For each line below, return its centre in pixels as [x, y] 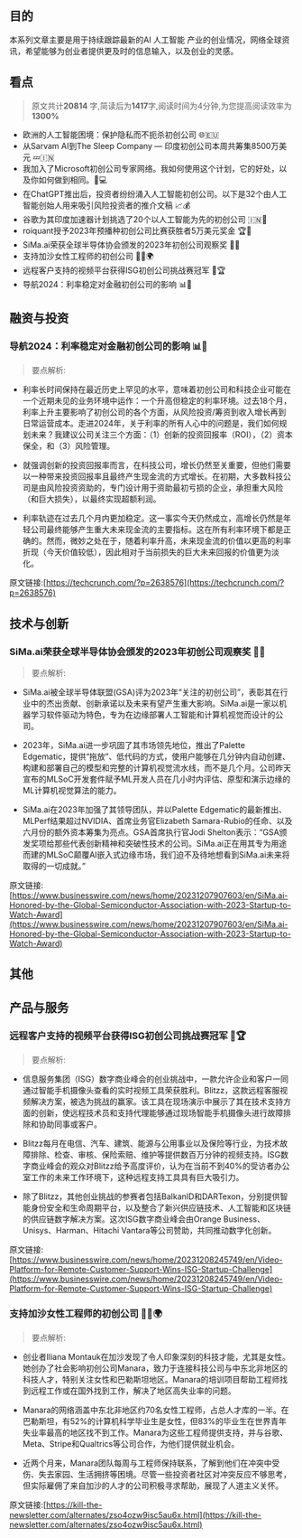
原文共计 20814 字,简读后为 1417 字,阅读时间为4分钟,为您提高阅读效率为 [161, 106]
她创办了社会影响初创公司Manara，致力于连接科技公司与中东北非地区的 [155, 1368]
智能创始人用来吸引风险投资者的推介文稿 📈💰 [106, 205]
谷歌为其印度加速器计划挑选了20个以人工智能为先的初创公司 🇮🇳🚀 [145, 219]
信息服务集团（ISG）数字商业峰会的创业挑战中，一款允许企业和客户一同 [155, 1079]
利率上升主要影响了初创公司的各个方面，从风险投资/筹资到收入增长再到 [154, 412]
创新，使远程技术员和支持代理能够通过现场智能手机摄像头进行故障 [161, 1113]
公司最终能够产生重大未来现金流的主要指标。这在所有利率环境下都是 [157, 530]
